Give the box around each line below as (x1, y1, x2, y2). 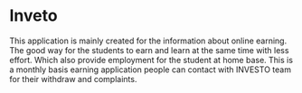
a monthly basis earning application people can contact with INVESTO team (9, 64, 292, 75)
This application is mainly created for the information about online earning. (9, 35, 288, 46)
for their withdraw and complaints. (9, 73, 137, 84)
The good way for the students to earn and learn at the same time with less (9, 44, 289, 55)
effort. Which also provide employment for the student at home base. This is (9, 54, 294, 65)
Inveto (9, 5, 58, 26)
